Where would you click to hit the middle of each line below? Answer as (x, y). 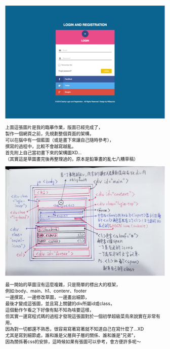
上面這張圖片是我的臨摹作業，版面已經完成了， (54, 127)
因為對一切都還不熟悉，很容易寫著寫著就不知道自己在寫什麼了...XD (75, 329)
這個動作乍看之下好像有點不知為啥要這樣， (50, 309)
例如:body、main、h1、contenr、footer (46, 291)
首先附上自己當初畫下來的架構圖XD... (44, 153)
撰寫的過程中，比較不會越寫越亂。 (41, 146)
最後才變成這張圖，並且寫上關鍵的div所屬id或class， (60, 303)
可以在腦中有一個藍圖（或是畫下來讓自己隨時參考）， (59, 140)
